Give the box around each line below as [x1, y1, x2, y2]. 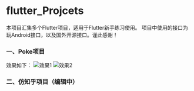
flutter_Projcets [6, 4, 84, 17]
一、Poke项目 [6, 47, 45, 55]
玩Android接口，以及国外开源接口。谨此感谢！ [6, 31, 118, 38]
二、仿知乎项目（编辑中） [6, 78, 79, 86]
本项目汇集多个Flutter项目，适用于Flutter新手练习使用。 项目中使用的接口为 [6, 24, 188, 31]
